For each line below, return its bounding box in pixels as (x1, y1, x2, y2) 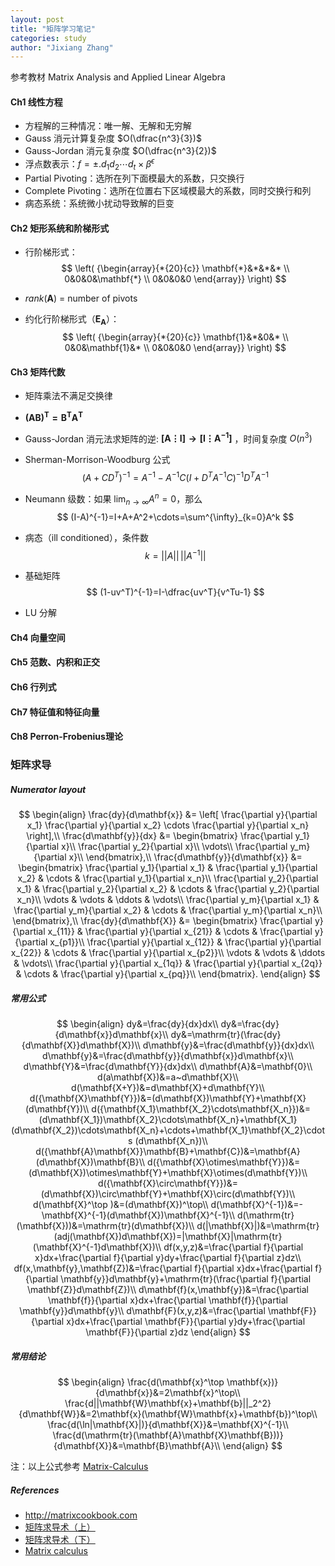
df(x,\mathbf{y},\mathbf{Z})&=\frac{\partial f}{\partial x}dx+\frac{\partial (13, 1262, 313, 1275)
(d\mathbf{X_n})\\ (134, 1135, 208, 1147)
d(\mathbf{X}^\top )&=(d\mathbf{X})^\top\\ (33, 1199, 209, 1211)
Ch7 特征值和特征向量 (10, 706, 100, 718)
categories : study (10, 33, 87, 43)
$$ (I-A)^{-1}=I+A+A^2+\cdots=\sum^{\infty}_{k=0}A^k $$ (56, 511, 295, 523)
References (10, 1484, 60, 1496)
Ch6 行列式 (10, 681, 57, 693)
